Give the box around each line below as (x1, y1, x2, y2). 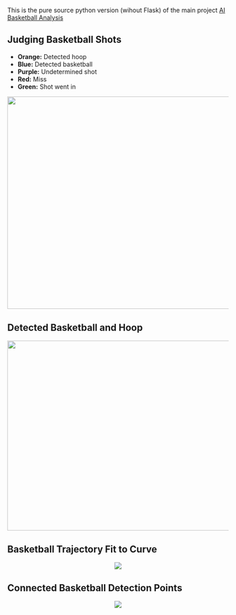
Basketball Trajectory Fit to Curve (7, 543, 157, 555)
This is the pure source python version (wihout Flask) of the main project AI (7, 6, 225, 14)
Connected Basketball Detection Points (7, 582, 183, 594)
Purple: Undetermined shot (17, 67, 97, 76)
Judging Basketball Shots (7, 34, 122, 46)
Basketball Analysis (7, 13, 64, 22)
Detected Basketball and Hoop (7, 322, 143, 334)
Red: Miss (17, 75, 47, 83)
